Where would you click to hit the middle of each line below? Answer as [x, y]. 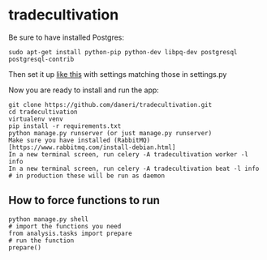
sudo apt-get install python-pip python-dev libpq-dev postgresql [123, 52]
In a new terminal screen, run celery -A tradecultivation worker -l [129, 154]
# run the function [41, 241]
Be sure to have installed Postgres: [66, 37]
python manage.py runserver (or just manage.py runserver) [110, 133]
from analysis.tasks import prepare [70, 233]
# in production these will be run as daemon [86, 176]
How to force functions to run [84, 200]
